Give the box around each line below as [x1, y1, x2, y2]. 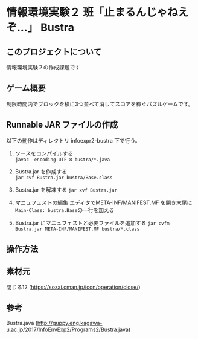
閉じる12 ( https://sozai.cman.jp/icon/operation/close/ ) [6, 283, 141, 291]
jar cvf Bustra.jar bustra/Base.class [14, 175, 113, 181]
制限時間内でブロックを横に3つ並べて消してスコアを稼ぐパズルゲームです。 [6, 100, 194, 108]
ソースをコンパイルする [14, 149, 74, 157]
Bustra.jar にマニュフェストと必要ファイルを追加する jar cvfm [14, 219, 170, 227]
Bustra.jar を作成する [14, 167, 68, 175]
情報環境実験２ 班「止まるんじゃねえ [6, 5, 189, 19]
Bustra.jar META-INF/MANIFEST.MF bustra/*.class [14, 226, 140, 232]
